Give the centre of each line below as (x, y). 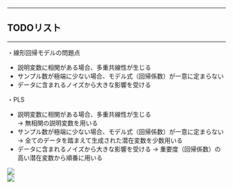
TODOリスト (34, 28)
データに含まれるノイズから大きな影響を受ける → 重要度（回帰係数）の (119, 149)
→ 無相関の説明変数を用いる (58, 123)
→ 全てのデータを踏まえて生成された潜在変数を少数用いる (100, 140)
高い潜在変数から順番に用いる (60, 158)
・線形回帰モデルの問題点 (44, 52)
